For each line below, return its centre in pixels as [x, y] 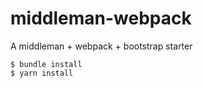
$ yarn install [42, 73]
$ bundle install [46, 64]
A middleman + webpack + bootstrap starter [101, 46]
